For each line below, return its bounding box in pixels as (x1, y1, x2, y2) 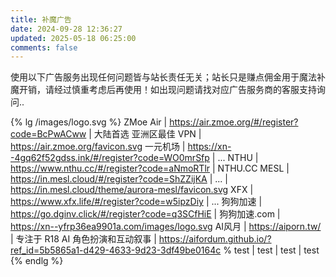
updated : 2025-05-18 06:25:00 (10, 33, 137, 43)
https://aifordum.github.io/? (158, 233, 272, 245)
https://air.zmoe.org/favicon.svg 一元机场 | (10, 141, 186, 153)
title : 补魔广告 (10, 14, 72, 25)
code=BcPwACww (10, 128, 87, 140)
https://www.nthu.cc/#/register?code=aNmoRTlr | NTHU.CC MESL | (10, 162, 290, 175)
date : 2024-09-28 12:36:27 (10, 24, 123, 34)
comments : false (10, 42, 78, 53)
